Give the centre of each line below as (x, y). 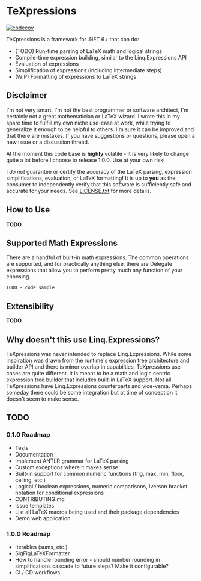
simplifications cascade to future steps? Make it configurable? (92, 566)
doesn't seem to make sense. (43, 399)
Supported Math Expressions (62, 243)
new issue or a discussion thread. (48, 142)
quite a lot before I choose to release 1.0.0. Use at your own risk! (85, 160)
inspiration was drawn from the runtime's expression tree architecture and (98, 360)
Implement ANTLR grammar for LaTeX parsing (72, 461)
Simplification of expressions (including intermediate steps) (88, 70)
